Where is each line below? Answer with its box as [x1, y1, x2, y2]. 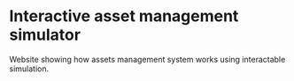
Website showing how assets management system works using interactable [9, 54, 286, 64]
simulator [9, 25, 81, 45]
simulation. [9, 63, 50, 74]
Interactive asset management [9, 6, 239, 26]
